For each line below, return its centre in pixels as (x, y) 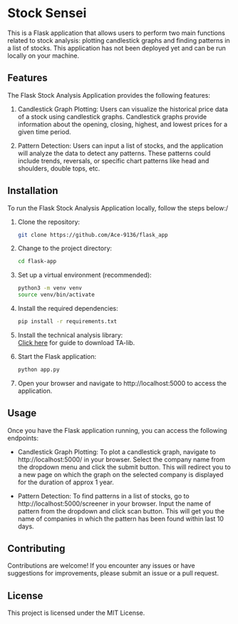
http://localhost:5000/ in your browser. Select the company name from (121, 459)
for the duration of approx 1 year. (66, 482)
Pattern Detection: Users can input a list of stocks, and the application (120, 145)
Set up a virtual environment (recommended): (84, 275)
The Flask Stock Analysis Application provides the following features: (109, 95)
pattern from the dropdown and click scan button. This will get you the (121, 511)
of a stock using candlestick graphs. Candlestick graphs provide (112, 116)
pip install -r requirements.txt (67, 322)
